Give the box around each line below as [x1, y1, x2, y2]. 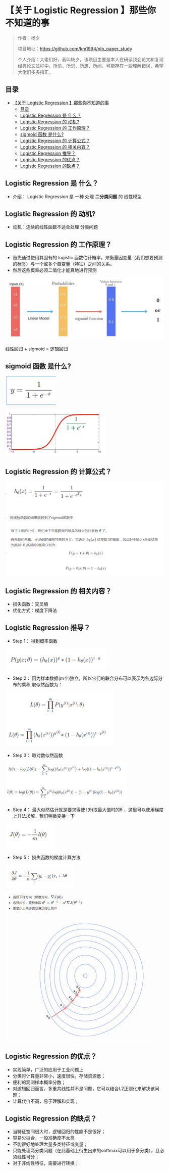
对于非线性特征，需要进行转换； [12, 1160, 79, 1166]
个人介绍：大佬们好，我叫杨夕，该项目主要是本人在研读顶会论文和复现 [17, 56, 164, 62]
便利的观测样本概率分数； [12, 1079, 66, 1085]
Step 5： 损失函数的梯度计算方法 [12, 854, 81, 860]
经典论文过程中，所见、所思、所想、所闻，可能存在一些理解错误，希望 [17, 63, 164, 69]
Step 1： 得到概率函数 [12, 638, 58, 644]
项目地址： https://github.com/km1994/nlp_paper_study [17, 45, 133, 52]
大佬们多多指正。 [17, 69, 53, 75]
